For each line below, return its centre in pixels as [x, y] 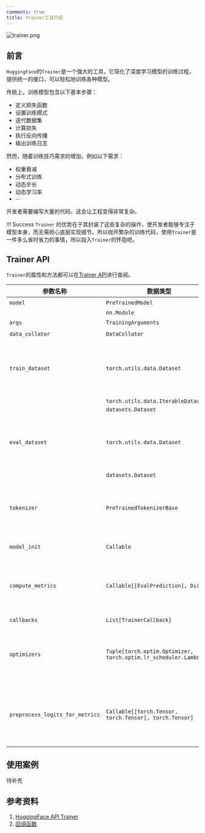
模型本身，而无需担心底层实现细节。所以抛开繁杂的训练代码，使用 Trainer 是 [102, 232]
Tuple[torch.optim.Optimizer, [150, 651]
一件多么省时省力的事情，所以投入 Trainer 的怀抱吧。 [72, 240]
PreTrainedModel [130, 303]
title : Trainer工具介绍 [34, 18]
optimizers [25, 654]
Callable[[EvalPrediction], [147, 586]
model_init [25, 547]
